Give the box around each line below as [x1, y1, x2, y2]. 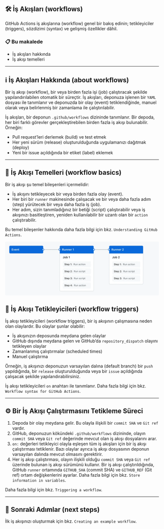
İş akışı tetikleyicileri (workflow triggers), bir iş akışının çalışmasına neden [5, 318, 152, 324]
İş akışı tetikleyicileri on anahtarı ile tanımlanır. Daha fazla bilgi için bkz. [5, 383, 146, 389]
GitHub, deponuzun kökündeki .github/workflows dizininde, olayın [12, 430, 145, 436]
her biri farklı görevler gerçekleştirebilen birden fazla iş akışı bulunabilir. [5, 119, 149, 125]
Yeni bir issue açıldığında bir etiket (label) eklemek [12, 149, 113, 155]
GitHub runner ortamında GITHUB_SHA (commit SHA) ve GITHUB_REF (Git [12, 467, 152, 473]
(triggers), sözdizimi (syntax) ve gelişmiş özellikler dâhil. [5, 25, 118, 31]
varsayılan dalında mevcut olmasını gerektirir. [12, 451, 103, 457]
